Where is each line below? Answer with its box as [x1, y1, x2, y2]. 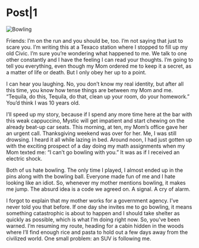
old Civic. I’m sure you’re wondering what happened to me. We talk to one [6, 49, 187, 56]
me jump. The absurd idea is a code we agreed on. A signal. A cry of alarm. [6, 185, 191, 193]
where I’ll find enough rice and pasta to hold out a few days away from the [6, 228, 188, 236]
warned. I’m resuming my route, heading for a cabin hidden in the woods [6, 222, 184, 229]
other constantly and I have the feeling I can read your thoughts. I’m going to [6, 56, 194, 63]
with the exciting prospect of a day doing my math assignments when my [6, 142, 185, 149]
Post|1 [6, 6, 37, 20]
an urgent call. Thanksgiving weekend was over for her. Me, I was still [6, 130, 177, 137]
